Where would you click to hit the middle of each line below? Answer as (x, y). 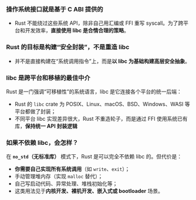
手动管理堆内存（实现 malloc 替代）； (59, 177)
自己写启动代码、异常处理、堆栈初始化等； (66, 184)
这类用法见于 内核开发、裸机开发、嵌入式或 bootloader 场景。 (89, 191)
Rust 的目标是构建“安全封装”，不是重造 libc (68, 47)
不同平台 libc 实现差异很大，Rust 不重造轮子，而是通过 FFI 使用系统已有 (101, 118)
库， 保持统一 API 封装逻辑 (46, 126)
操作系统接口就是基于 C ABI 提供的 (55, 9)
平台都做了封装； (35, 111)
